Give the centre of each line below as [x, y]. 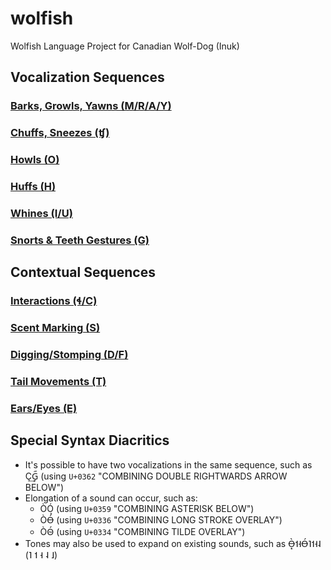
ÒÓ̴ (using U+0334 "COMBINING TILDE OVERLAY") [142, 531]
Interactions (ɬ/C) [54, 301]
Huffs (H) [33, 187]
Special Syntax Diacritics [90, 440]
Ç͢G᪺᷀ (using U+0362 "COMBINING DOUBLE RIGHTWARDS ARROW [156, 476]
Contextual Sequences [83, 272]
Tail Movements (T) [58, 381]
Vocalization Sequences [87, 77]
